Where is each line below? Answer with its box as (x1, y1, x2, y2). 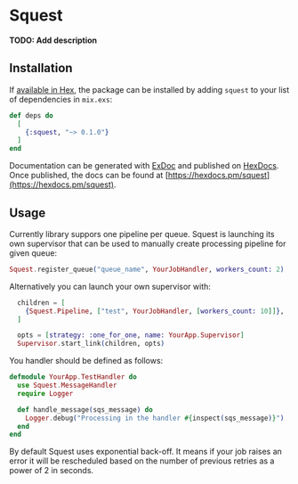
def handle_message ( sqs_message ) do (17, 405, 153, 414)
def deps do (9, 111, 53, 120)
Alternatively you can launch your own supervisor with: (9, 281, 212, 291)
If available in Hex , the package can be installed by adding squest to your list (9, 84, 290, 94)
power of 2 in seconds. (9, 465, 94, 476)
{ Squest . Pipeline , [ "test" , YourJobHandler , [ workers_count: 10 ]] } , (25, 307, 285, 316)
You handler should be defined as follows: (9, 356, 164, 366)
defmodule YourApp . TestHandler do (9, 373, 138, 381)
